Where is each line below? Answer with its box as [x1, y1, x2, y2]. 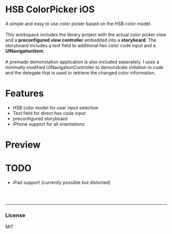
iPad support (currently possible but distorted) [12, 180, 111, 185]
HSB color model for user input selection [12, 104, 99, 111]
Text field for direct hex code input [12, 110, 86, 116]
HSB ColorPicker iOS [5, 4, 95, 15]
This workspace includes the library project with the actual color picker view [5, 31, 166, 37]
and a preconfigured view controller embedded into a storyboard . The [5, 37, 157, 43]
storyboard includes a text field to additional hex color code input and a [5, 42, 156, 48]
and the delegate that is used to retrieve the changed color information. [5, 69, 156, 75]
